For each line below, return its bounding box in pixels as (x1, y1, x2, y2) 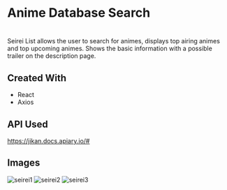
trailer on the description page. (7, 52, 96, 60)
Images (7, 157, 41, 169)
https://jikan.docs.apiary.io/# (7, 137, 90, 145)
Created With (7, 72, 66, 84)
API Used (7, 118, 49, 130)
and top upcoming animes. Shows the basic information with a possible (7, 44, 213, 53)
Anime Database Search (7, 5, 151, 21)
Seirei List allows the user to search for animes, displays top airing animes (7, 37, 220, 45)
